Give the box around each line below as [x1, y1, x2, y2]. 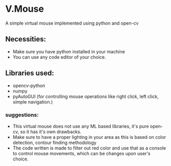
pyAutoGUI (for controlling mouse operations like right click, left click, [12, 93, 159, 99]
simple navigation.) [12, 98, 53, 105]
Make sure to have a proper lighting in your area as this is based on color [12, 134, 166, 140]
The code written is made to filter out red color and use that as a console [12, 144, 166, 151]
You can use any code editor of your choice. [12, 54, 106, 60]
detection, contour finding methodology [12, 139, 97, 146]
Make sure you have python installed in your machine [12, 48, 125, 54]
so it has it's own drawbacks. [20, 129, 82, 135]
